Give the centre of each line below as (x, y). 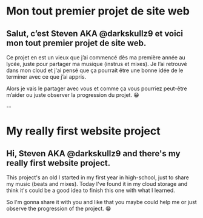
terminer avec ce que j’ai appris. (46, 77)
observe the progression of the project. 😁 (59, 208)
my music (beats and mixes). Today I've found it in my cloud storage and (97, 184)
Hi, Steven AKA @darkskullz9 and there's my (93, 154)
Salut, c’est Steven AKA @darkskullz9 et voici (95, 34)
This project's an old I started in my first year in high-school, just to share (98, 177)
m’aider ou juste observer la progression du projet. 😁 (73, 95)
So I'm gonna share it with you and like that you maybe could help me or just (101, 202)
